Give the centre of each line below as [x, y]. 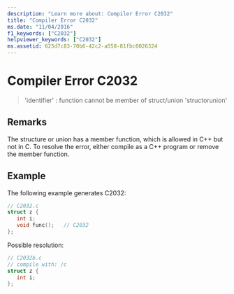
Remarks [27, 122]
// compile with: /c [37, 264]
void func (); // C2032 [53, 225]
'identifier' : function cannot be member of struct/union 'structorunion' [126, 100]
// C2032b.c [24, 258]
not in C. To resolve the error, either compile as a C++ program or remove [113, 146]
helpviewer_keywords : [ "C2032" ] [54, 40]
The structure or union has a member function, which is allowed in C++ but [115, 139]
